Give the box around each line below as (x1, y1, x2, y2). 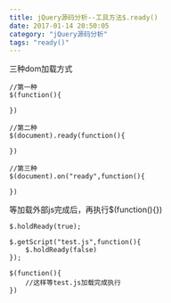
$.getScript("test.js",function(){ (9, 238, 142, 247)
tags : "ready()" (9, 37, 69, 47)
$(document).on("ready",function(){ (9, 172, 145, 181)
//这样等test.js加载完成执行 (25, 278, 122, 288)
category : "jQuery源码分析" (9, 29, 109, 38)
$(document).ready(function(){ (9, 131, 126, 141)
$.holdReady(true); (9, 222, 82, 232)
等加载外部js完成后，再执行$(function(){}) (9, 204, 163, 215)
